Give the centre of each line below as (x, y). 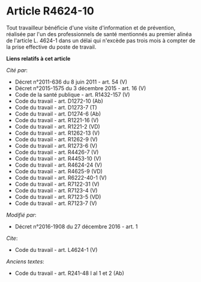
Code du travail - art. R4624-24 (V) (58, 165)
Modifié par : (22, 215)
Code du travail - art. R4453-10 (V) (58, 158)
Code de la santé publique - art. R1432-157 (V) (72, 94)
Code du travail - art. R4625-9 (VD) (59, 171)
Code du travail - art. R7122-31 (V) (57, 184)
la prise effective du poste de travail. (51, 47)
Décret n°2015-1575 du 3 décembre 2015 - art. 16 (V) (80, 88)
